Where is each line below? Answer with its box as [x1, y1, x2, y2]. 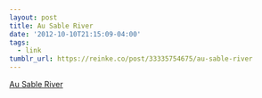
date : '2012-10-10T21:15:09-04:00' [9, 29, 142, 38]
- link [17, 46, 42, 55]
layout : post [9, 12, 58, 22]
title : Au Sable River [9, 21, 94, 30]
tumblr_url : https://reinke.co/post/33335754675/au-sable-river [9, 54, 253, 63]
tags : [9, 37, 29, 47]
